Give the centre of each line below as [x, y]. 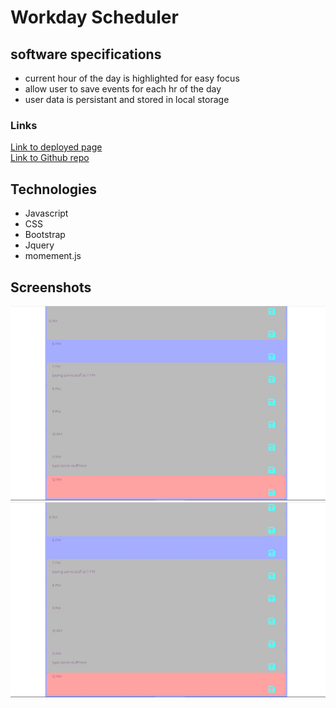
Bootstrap [45, 235]
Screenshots [51, 287]
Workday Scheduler [94, 17]
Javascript [46, 213]
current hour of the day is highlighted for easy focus [132, 78]
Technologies [54, 189]
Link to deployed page [56, 147]
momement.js [53, 256]
